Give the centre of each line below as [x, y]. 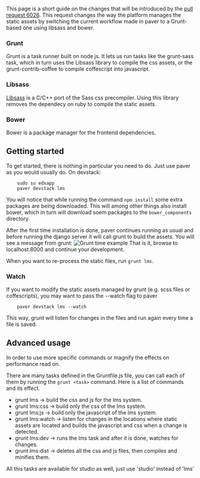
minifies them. [32, 457]
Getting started [35, 151]
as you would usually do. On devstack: [54, 172]
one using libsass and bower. [59, 28]
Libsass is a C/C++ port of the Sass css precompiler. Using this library [93, 98]
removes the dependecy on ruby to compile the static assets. [81, 104]
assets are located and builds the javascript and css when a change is [101, 425]
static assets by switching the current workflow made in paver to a [88, 21]
